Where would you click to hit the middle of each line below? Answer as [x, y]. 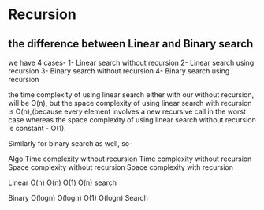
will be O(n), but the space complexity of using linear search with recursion [130, 103]
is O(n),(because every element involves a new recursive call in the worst [127, 111]
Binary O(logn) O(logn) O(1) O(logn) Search [78, 198]
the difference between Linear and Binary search [131, 44]
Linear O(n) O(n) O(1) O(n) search [62, 182]
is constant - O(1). [37, 128]
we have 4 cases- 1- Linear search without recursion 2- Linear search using [131, 62]
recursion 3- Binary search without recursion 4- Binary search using [119, 71]
